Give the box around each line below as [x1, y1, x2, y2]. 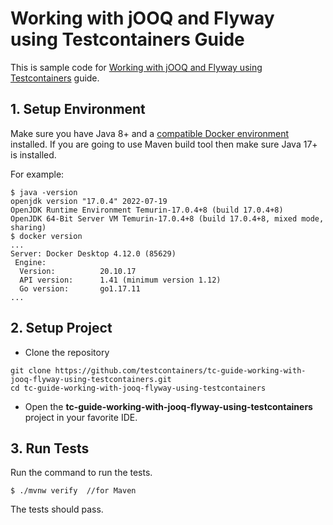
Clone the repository [24, 346, 110, 358]
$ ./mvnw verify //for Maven [10, 486, 137, 496]
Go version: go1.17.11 [19, 283, 141, 294]
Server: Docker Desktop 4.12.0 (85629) [10, 248, 177, 259]
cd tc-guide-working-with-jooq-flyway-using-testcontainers [10, 383, 267, 393]
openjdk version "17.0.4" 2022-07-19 [10, 196, 168, 206]
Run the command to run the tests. [10, 467, 153, 479]
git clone [10, 365, 52, 376]
